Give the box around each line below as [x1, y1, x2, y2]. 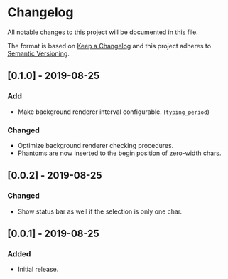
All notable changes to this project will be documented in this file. [7, 28, 199, 36]
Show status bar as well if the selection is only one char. [17, 207, 183, 216]
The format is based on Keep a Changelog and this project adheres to [7, 41, 212, 50]
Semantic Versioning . [7, 49, 70, 58]
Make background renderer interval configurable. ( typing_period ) [17, 107, 210, 116]
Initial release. [17, 265, 59, 274]
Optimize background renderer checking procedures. [17, 141, 174, 149]
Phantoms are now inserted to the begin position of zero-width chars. [17, 149, 222, 157]
